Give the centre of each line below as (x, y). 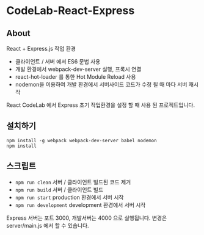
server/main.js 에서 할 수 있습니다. (48, 225)
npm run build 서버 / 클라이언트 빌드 (59, 189)
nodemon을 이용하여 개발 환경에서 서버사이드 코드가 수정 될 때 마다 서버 (101, 84)
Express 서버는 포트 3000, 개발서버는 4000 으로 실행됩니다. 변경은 (87, 218)
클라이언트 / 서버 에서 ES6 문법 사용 (58, 61)
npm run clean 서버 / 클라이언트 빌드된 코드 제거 (73, 182)
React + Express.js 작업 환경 (41, 49)
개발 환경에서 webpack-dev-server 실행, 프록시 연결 (78, 69)
